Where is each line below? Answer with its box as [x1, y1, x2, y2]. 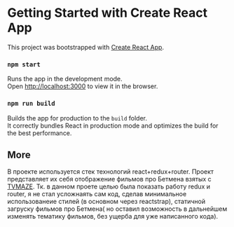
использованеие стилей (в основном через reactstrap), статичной [7, 198, 205, 206]
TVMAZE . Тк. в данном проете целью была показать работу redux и [7, 182, 211, 191]
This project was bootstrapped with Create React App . [7, 43, 165, 51]
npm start [7, 60, 41, 68]
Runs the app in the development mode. [7, 75, 123, 83]
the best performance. [7, 128, 72, 137]
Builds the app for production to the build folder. [7, 113, 148, 122]
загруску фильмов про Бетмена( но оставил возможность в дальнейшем [7, 205, 228, 213]
